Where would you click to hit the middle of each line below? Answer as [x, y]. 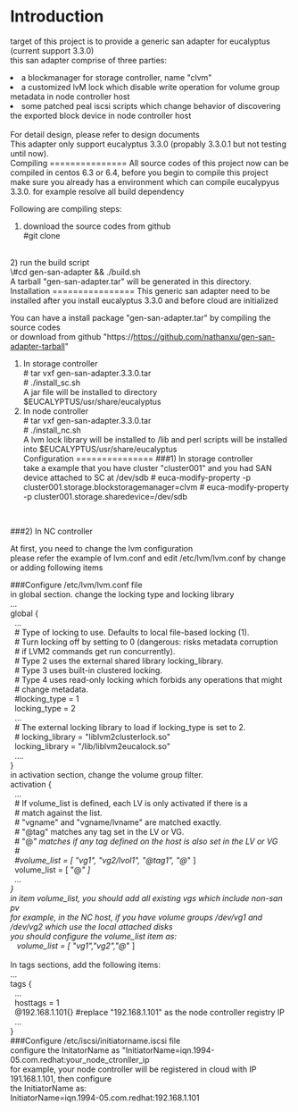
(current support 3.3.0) [52, 50]
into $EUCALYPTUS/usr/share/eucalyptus [100, 449]
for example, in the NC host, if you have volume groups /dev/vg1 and [137, 917]
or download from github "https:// [72, 336]
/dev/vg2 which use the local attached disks [91, 926]
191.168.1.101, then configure [61, 1078]
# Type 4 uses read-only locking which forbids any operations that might [148, 679]
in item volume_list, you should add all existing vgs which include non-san [147, 898]
